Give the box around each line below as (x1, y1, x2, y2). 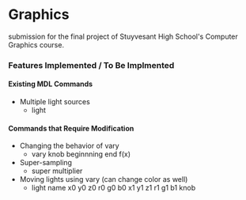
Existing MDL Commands (8, 79, 93, 89)
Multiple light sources (19, 97, 91, 107)
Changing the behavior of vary (19, 141, 120, 151)
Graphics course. (8, 40, 65, 49)
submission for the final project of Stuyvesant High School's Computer (8, 32, 239, 41)
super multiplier (31, 166, 83, 175)
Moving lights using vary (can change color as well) (19, 175, 188, 184)
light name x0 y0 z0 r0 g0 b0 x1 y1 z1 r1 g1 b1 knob (31, 183, 196, 193)
